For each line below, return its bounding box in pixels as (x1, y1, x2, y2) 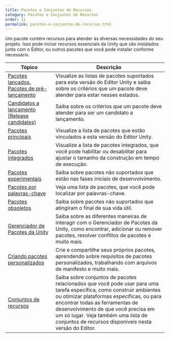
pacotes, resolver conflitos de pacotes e (55, 232, 151, 239)
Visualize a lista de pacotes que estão (55, 127, 145, 134)
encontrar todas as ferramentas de (55, 299, 138, 306)
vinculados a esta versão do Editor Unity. (55, 133, 153, 140)
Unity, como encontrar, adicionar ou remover (55, 226, 162, 233)
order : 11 (5, 17, 26, 22)
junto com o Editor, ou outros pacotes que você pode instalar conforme (5, 46, 154, 52)
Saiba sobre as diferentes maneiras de (55, 213, 147, 220)
